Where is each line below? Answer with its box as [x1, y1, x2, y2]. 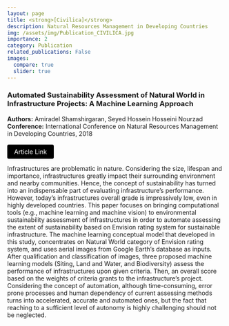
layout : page [7, 10, 45, 17]
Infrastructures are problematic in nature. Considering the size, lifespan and [7, 164, 223, 172]
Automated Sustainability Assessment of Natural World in [7, 90, 206, 100]
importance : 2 [7, 36, 48, 43]
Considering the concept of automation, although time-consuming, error [7, 281, 212, 289]
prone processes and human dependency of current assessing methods [7, 289, 212, 297]
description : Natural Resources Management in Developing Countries [7, 23, 208, 30]
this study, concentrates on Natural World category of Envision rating [7, 237, 204, 245]
